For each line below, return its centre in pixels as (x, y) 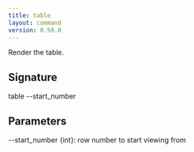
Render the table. (36, 53)
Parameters (37, 121)
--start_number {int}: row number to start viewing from (97, 140)
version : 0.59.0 (35, 30)
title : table (30, 15)
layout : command (35, 23)
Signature (33, 77)
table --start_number (42, 96)
